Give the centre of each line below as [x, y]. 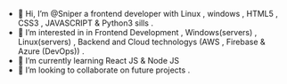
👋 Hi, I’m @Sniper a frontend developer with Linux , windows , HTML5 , [148, 14]
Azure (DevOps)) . [51, 51]
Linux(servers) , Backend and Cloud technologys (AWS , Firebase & [141, 42]
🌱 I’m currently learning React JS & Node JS [98, 61]
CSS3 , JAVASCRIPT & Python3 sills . [86, 23]
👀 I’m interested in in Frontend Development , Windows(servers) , [137, 32]
